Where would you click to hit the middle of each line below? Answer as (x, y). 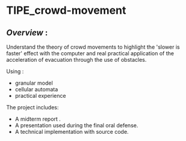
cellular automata (36, 89)
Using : (15, 71)
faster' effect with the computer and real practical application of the (90, 53)
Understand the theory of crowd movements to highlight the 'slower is (93, 47)
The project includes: (33, 107)
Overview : (27, 33)
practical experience (40, 96)
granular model (34, 83)
